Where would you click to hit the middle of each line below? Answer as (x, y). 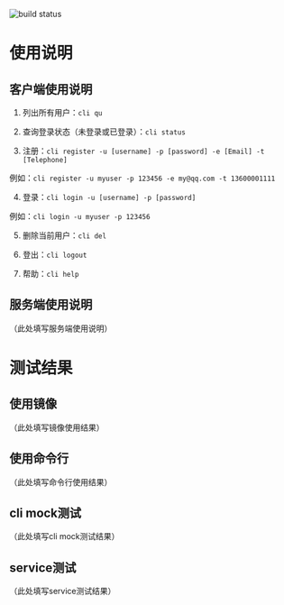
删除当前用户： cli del (64, 235)
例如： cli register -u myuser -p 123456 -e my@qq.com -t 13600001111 (142, 178)
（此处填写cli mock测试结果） (64, 536)
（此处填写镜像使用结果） (57, 427)
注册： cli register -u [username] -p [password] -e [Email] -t (143, 151)
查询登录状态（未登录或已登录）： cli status (104, 132)
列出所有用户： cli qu (62, 112)
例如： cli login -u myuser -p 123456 (80, 216)
